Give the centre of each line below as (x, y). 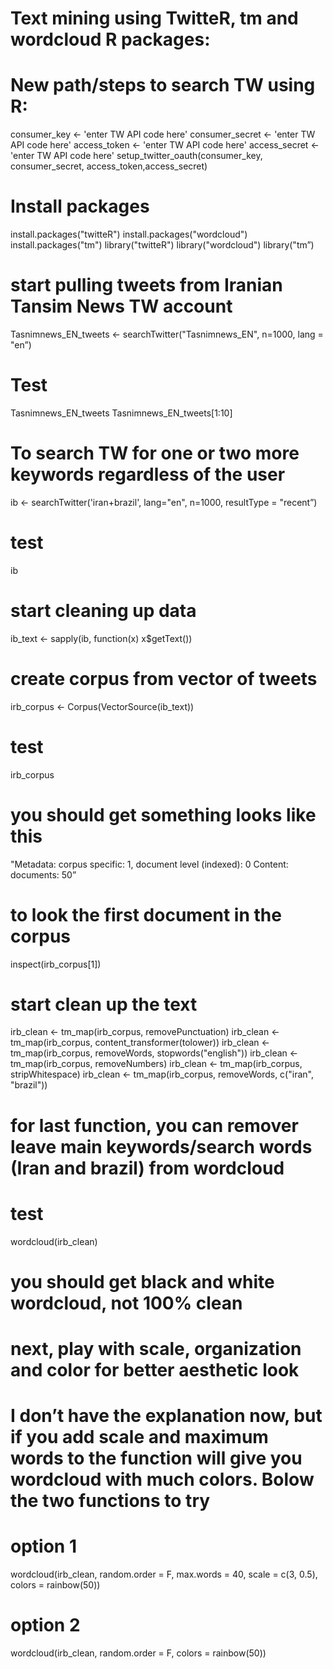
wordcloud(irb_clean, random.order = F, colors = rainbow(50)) (138, 1653)
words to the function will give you (156, 1458)
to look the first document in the (146, 914)
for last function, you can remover (154, 1125)
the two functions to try (110, 1501)
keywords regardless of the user (148, 474)
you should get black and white (142, 1281)
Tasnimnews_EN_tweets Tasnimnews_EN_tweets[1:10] (121, 413)
